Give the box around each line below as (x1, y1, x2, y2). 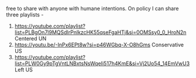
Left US (14, 66, 33, 73)
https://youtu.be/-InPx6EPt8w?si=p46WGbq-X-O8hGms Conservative (14, 41, 184, 48)
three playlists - (6, 11, 44, 18)
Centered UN (14, 35, 47, 42)
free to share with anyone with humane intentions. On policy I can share (6, 5, 179, 12)
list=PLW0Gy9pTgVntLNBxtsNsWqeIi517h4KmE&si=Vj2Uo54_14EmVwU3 (14, 60, 190, 67)
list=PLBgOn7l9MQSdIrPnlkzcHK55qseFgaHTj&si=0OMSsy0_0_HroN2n (14, 29, 187, 36)
